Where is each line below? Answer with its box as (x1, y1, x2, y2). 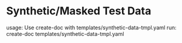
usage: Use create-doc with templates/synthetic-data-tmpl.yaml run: (6, 24, 177, 31)
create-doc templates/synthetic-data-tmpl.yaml (6, 30, 124, 37)
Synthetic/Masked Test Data (6, 4, 151, 18)
